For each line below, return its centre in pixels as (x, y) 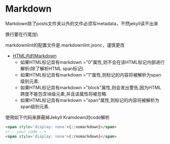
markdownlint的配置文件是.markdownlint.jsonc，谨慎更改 (65, 45)
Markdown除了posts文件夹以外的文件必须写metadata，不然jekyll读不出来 (82, 23)
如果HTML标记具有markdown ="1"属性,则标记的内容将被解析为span (91, 75)
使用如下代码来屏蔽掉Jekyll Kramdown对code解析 (58, 117)
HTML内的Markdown (35, 56)
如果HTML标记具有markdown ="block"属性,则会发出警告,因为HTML (91, 87)
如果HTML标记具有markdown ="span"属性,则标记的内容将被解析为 (90, 100)
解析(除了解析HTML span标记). (53, 68)
